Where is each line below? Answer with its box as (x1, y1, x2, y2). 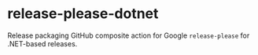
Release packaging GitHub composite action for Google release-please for (7, 31, 250, 40)
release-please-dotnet (7, 5, 159, 23)
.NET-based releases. (7, 38, 78, 48)
